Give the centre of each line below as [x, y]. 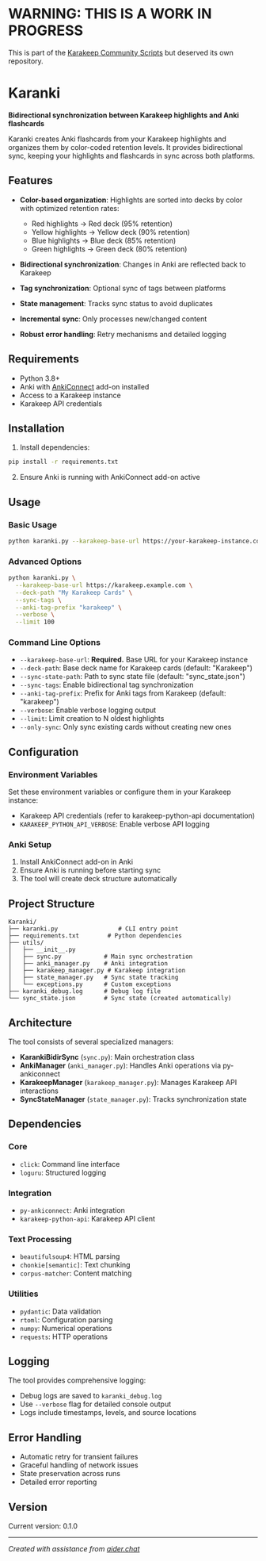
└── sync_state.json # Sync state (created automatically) [120, 999]
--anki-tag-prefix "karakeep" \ [69, 608]
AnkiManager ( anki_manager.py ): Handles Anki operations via [120, 1066]
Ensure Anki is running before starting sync [90, 870]
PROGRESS [46, 31]
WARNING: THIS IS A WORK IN [110, 14]
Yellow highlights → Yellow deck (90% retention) [111, 232]
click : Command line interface [70, 1164]
